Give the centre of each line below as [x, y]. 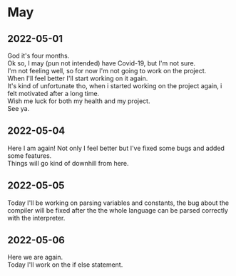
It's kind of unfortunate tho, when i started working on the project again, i [115, 86]
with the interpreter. [36, 218]
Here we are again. [35, 258]
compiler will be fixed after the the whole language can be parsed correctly [118, 210]
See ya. [19, 108]
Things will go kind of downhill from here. [68, 163]
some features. [30, 155]
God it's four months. [39, 55]
